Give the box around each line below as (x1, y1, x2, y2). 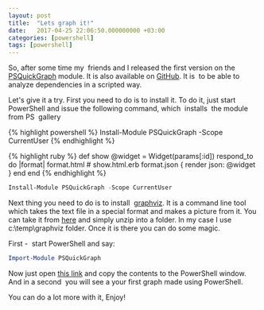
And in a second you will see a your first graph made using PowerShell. (8, 277, 243, 286)
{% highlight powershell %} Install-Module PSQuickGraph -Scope (8, 128, 223, 138)
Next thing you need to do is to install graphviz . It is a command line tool (8, 198, 247, 207)
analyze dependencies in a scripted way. (8, 80, 142, 90)
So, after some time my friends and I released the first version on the (8, 63, 236, 72)
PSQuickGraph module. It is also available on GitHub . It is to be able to (8, 72, 240, 81)
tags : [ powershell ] (8, 41, 73, 49)
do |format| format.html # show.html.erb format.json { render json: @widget (8, 160, 256, 169)
